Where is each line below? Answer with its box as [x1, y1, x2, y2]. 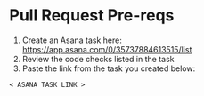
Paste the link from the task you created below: [21, 63, 196, 74]
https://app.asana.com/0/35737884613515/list [21, 44, 192, 54]
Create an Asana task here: [21, 35, 123, 45]
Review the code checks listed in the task [21, 53, 175, 64]
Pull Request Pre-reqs [9, 5, 175, 26]
